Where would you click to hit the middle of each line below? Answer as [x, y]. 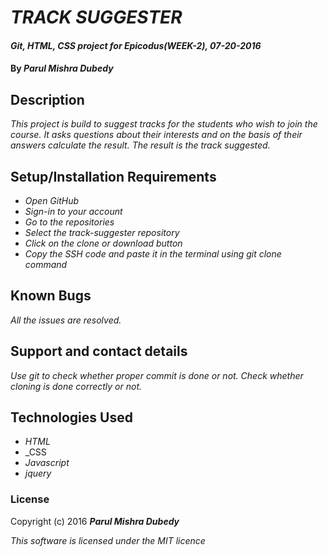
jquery [38, 473]
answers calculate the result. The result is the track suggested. [140, 145]
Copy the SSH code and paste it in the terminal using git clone [153, 254]
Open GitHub [52, 200]
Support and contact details [99, 351]
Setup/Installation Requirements [113, 176]
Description [47, 99]
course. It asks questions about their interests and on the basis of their [156, 135]
